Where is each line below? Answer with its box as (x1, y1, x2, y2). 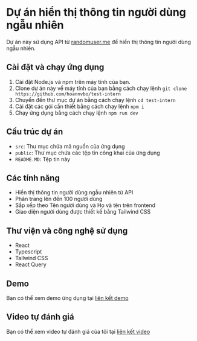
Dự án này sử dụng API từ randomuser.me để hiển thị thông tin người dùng (6, 38, 192, 45)
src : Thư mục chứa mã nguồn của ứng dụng (15, 142, 125, 150)
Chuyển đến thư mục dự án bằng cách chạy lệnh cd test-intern (15, 96, 176, 103)
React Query (15, 261, 47, 268)
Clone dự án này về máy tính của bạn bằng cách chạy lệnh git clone (15, 84, 187, 92)
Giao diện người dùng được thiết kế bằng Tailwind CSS (15, 208, 151, 215)
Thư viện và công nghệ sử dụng (6, 226, 128, 236)
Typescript (15, 248, 42, 255)
